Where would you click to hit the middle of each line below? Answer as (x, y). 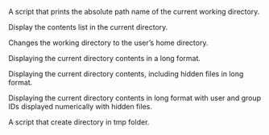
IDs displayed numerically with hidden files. (81, 106)
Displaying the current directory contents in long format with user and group (135, 98)
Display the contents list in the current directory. (88, 27)
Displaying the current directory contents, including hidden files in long (126, 74)
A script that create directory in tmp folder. (79, 122)
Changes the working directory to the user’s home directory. (108, 43)
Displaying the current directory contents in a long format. (105, 58)
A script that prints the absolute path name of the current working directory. (134, 12)
